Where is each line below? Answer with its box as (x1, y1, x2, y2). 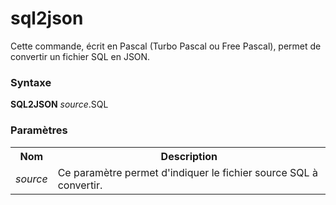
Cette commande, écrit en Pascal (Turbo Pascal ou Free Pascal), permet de (10, 40, 322, 52)
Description (160, 149, 218, 163)
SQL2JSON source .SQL (10, 98, 109, 111)
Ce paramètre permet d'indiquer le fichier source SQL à (57, 165, 318, 179)
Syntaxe (10, 75, 52, 89)
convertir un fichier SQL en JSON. (10, 50, 151, 62)
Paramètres (10, 123, 68, 137)
